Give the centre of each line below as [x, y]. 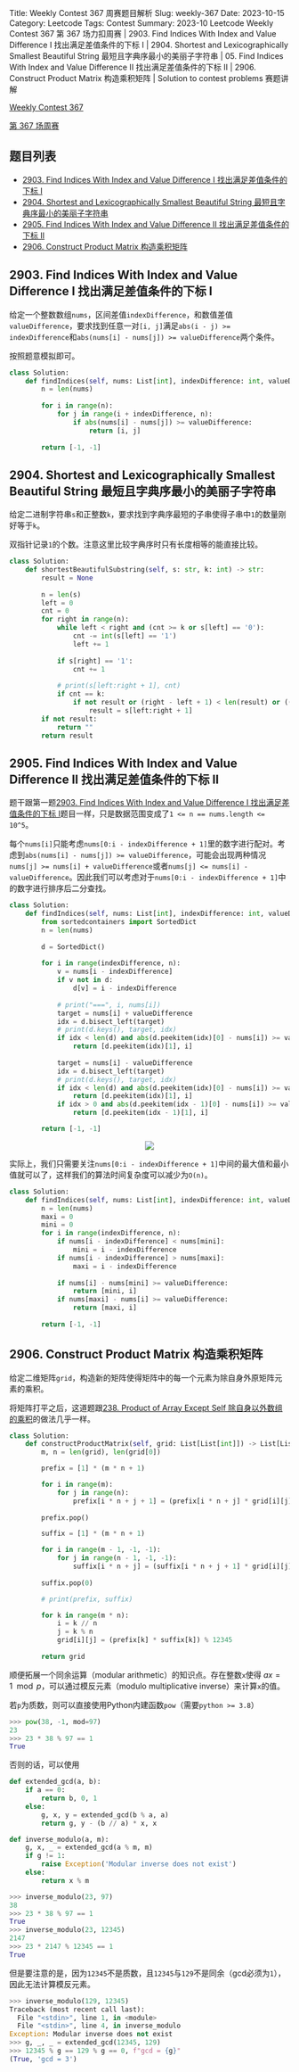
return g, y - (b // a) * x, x [99, 1823]
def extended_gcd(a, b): [55, 1782]
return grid [64, 1656]
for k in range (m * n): [85, 1615]
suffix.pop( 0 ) [67, 1583]
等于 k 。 [31, 525]
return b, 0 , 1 [69, 1799]
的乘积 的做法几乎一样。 [52, 1419]
